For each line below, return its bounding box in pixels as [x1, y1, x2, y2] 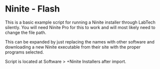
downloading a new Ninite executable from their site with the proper [5, 44, 141, 50]
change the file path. [5, 29, 47, 35]
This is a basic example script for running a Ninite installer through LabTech [5, 19, 156, 25]
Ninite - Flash [5, 3, 60, 14]
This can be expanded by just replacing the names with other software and [5, 39, 155, 44]
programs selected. [5, 49, 44, 55]
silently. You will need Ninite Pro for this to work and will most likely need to [5, 24, 156, 30]
